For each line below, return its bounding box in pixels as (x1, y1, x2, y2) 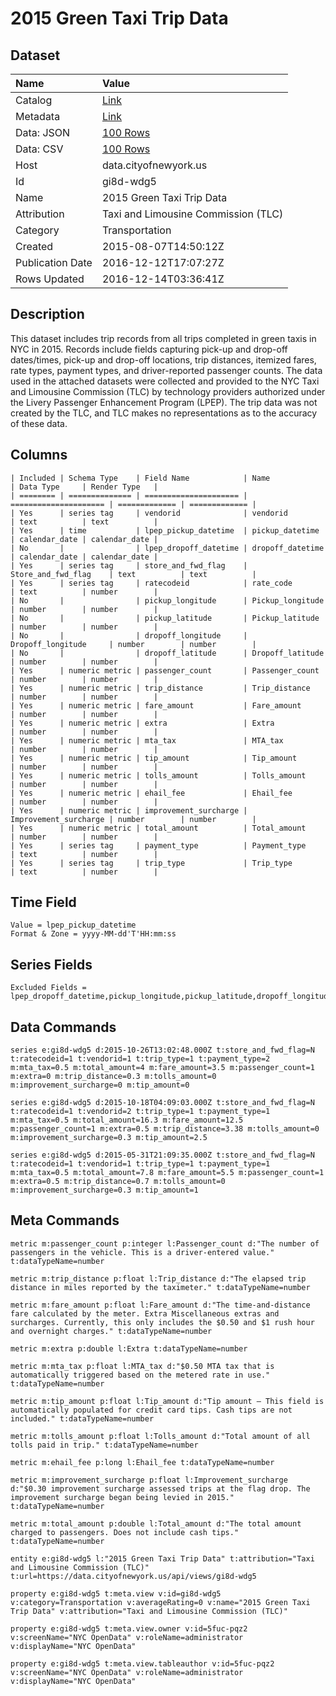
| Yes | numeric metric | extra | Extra (10, 718, 275, 728)
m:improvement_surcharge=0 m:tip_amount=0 (10, 1080, 190, 1091)
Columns (10, 447, 68, 464)
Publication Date (15, 256, 93, 269)
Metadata (15, 110, 61, 123)
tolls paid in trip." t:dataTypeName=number (10, 1440, 199, 1450)
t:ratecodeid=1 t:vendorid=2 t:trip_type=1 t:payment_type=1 (10, 1107, 271, 1117)
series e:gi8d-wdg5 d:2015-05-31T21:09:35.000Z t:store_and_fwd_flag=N (10, 1150, 315, 1161)
